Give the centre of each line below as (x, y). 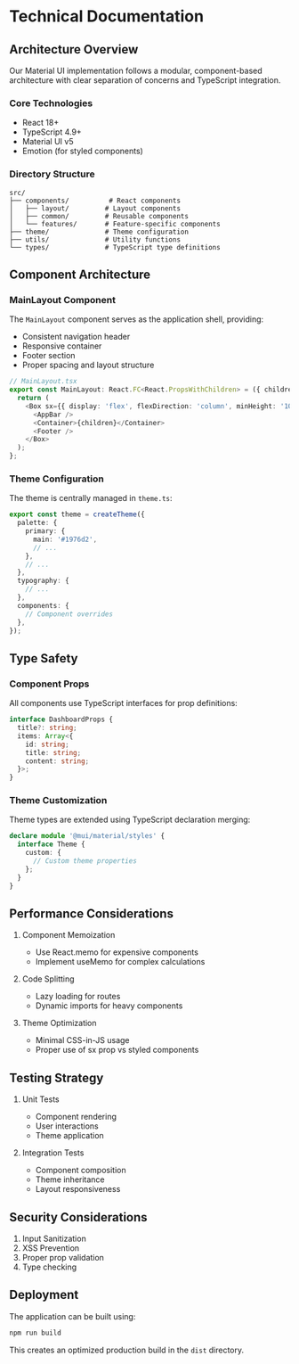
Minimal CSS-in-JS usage (83, 1040)
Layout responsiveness (78, 1189)
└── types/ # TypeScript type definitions (115, 247)
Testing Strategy (57, 1077)
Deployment (44, 1295)
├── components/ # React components (95, 201)
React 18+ (40, 123)
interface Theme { (52, 844)
